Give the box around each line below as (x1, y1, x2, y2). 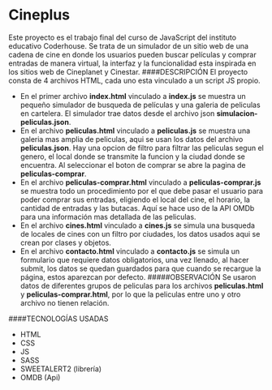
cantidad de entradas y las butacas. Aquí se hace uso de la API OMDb (19, 203, 255, 212)
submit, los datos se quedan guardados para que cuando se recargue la (19, 264, 261, 273)
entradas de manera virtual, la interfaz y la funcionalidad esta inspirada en (8, 58, 257, 68)
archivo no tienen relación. (19, 298, 110, 307)
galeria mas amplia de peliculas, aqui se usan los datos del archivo (19, 134, 244, 144)
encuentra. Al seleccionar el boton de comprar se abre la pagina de (19, 160, 246, 169)
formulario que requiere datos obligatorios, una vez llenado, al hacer (19, 255, 249, 264)
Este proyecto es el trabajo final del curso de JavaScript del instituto (8, 32, 237, 42)
